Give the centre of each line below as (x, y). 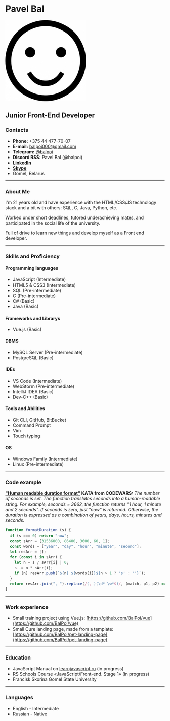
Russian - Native (30, 714)
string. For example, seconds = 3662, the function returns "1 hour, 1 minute (83, 504)
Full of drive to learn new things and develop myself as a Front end (75, 233)
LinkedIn (22, 163)
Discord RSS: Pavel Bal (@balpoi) (48, 157)
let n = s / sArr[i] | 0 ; (42, 562)
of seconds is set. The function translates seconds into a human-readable (83, 499)
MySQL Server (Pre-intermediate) (48, 352)
